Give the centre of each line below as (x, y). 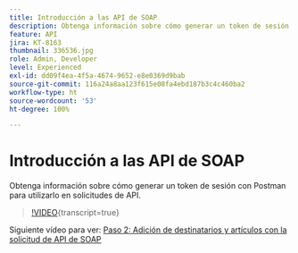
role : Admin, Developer (54, 59)
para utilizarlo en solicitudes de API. (75, 195)
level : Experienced (46, 68)
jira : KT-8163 (36, 42)
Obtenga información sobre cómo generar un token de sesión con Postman (148, 186)
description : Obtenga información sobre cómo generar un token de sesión (149, 26)
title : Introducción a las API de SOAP (83, 17)
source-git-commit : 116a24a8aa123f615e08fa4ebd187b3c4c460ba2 (127, 84)
